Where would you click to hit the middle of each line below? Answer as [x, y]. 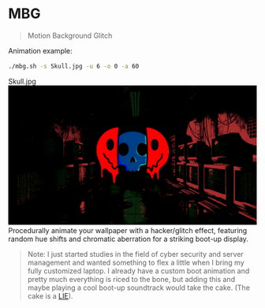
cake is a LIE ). [50, 296]
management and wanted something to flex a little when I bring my [136, 263]
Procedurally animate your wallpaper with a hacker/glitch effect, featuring [128, 231]
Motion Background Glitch [70, 35]
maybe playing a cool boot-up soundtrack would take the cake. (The [139, 288]
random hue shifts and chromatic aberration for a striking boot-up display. [128, 239]
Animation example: [40, 50]
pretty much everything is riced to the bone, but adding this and [131, 280]
